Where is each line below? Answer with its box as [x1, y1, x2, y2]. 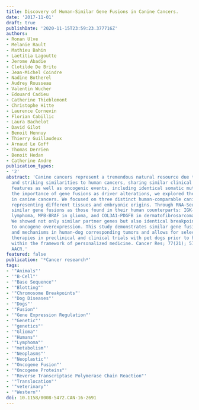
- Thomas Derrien [6, 147, 49, 152]
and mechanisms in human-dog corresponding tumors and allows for [11, 229, 179, 235]
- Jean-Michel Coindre [6, 69, 62, 75]
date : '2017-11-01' [6, 14, 54, 20]
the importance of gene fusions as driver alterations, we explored [11, 190, 184, 196]
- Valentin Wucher [6, 86, 52, 92]
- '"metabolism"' [6, 345, 49, 351]
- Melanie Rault [6, 42, 46, 48]
